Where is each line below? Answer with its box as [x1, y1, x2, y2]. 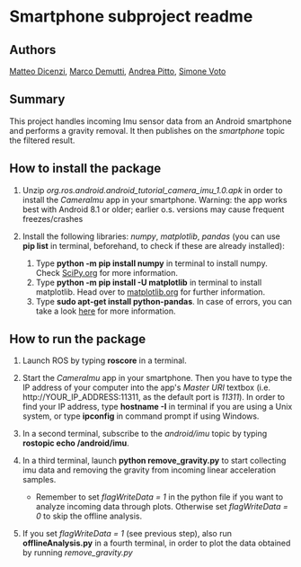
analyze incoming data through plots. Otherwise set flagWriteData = [35, 501, 289, 512]
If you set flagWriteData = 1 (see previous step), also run [22, 528, 232, 539]
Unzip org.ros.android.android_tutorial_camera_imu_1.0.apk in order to [22, 184, 283, 195]
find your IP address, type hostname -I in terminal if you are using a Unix [22, 402, 293, 412]
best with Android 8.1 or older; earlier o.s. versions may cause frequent [22, 204, 285, 215]
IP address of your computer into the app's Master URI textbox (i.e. [22, 382, 271, 393]
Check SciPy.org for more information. [35, 267, 178, 278]
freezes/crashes [22, 213, 84, 224]
